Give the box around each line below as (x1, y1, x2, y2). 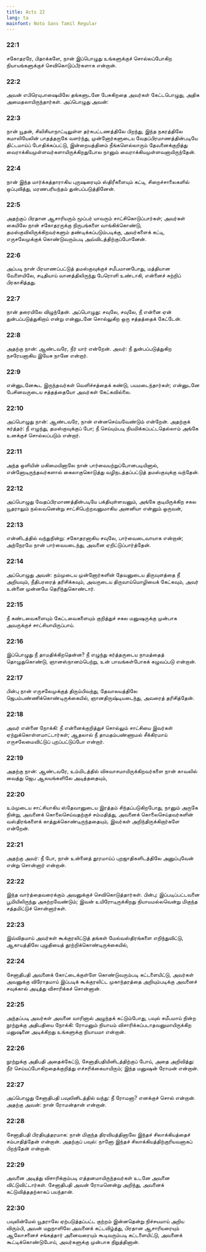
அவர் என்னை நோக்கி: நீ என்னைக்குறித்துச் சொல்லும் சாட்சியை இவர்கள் (6, 724, 173, 731)
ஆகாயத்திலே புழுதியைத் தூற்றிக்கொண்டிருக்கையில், (6, 941, 129, 948)
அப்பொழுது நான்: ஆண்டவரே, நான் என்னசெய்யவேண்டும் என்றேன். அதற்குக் (6, 418, 191, 425)
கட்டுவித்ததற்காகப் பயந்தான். (6, 1188, 74, 1195)
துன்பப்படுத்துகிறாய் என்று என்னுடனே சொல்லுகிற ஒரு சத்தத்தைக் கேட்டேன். (6, 315, 182, 323)
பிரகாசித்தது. (6, 278, 36, 286)
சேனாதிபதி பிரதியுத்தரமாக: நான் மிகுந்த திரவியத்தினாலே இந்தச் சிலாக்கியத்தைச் (6, 1131, 191, 1138)
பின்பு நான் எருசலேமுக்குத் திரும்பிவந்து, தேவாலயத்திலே (6, 688, 138, 695)
